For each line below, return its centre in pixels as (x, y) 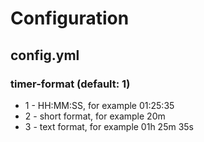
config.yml (45, 55)
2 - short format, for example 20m (95, 116)
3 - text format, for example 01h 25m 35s (109, 126)
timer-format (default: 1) (70, 84)
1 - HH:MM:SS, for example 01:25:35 (99, 105)
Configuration (70, 18)
